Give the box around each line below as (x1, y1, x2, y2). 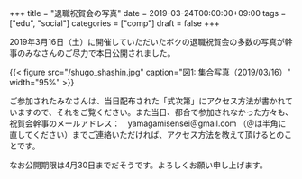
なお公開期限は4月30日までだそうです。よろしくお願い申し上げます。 (9, 160, 268, 170)
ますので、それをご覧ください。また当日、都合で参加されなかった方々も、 (16, 107, 294, 117)
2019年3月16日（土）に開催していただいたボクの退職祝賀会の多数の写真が (9, 37, 286, 47)
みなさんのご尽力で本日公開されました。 (24, 48, 176, 58)
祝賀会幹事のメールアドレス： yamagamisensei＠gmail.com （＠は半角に (9, 118, 287, 129)
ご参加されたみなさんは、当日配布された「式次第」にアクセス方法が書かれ (9, 95, 286, 106)
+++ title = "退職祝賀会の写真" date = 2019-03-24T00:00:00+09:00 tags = (9, 8, 287, 18)
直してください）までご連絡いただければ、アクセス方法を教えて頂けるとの (9, 130, 285, 139)
